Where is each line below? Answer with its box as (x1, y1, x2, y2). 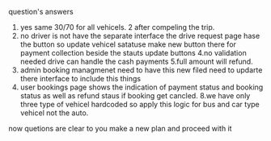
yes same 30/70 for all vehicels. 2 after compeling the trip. (19, 23, 215, 31)
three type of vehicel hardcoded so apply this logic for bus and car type (19, 100, 260, 109)
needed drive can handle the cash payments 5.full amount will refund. (19, 56, 253, 66)
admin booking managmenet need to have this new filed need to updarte (19, 65, 263, 75)
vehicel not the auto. (19, 108, 89, 118)
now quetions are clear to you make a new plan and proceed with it (8, 124, 232, 133)
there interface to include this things (19, 74, 142, 83)
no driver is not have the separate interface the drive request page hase (19, 31, 260, 40)
